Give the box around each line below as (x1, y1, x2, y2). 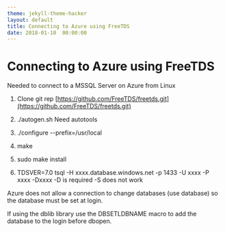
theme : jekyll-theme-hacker (7, 10, 88, 17)
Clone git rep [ (16, 95, 58, 103)
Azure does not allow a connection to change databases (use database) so (7, 189, 218, 198)
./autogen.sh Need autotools (16, 115, 98, 124)
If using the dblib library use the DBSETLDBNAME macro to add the (7, 210, 197, 218)
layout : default (7, 16, 53, 23)
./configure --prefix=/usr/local (16, 128, 103, 137)
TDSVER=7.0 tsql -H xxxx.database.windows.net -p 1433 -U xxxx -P (16, 169, 210, 177)
